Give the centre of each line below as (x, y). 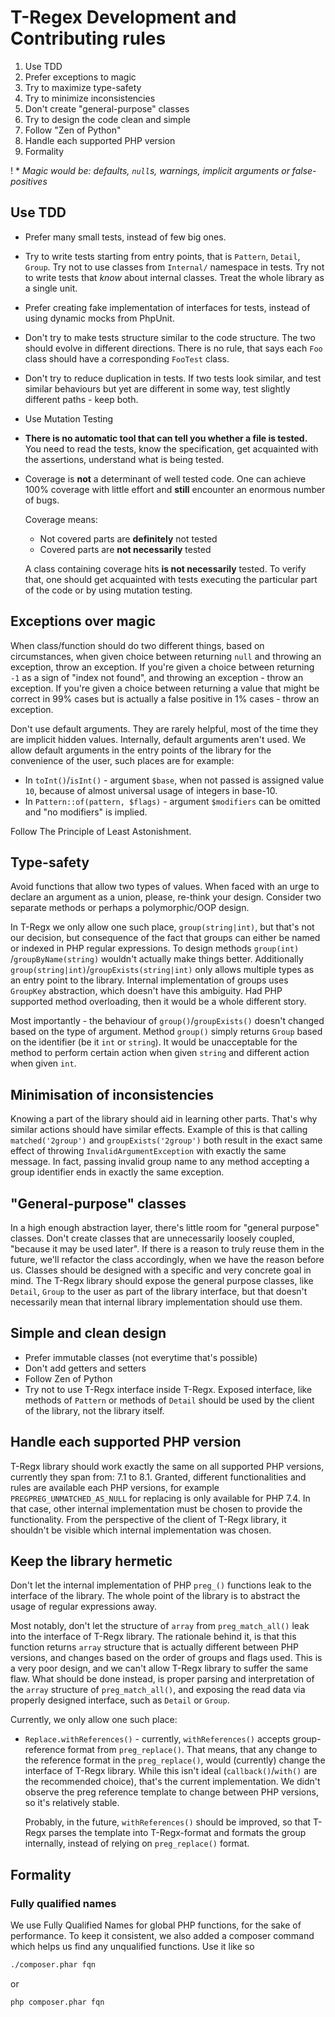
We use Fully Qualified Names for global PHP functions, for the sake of (156, 1925)
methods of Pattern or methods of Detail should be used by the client (169, 1400)
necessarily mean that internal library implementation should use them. (156, 1302)
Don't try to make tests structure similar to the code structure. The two (170, 337)
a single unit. (51, 288)
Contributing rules (88, 38)
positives (29, 181)
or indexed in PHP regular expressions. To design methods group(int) (155, 948)
